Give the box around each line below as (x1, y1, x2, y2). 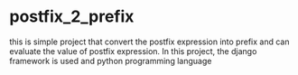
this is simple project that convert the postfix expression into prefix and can (9, 36, 290, 47)
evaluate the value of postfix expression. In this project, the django (9, 45, 257, 56)
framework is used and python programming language (9, 55, 212, 66)
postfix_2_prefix (9, 6, 135, 27)
